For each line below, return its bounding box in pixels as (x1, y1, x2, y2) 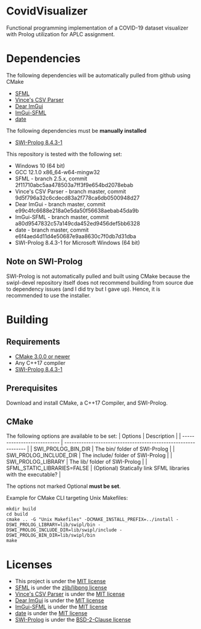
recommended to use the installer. (6, 291, 91, 299)
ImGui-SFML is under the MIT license (14, 603, 108, 610)
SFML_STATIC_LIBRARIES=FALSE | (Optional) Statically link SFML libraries (6, 464, 190, 472)
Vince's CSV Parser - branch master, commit (14, 188, 126, 195)
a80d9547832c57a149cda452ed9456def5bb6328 (14, 220, 140, 227)
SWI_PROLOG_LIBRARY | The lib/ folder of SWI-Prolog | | (6, 458, 147, 466)
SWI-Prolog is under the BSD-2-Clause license (14, 616, 131, 624)
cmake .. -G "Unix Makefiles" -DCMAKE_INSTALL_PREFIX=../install (6, 517, 173, 523)
